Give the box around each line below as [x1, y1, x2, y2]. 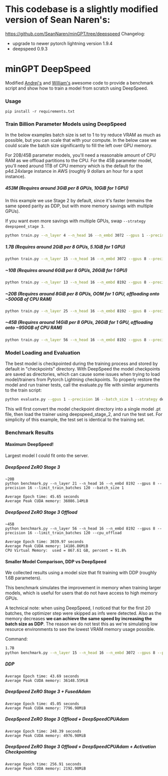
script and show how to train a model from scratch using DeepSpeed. [5, 85, 148, 91]
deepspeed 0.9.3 [12, 46, 48, 52]
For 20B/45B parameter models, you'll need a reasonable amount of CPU [5, 152, 156, 158]
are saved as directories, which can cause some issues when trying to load [5, 371, 160, 377]
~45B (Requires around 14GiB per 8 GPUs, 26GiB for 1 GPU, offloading [5, 319, 153, 325]
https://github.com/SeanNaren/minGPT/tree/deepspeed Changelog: [5, 31, 145, 37]
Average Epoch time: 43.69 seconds [5, 673, 79, 679]
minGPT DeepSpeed [5, 64, 91, 75]
